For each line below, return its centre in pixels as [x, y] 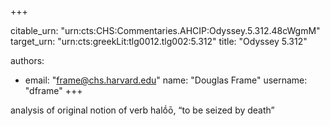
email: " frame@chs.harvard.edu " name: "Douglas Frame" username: [166, 80]
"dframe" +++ [53, 90]
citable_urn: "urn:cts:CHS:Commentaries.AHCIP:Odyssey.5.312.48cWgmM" [165, 30]
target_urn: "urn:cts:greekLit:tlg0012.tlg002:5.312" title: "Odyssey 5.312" [159, 41]
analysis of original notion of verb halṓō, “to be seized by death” [142, 110]
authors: [27, 60]
